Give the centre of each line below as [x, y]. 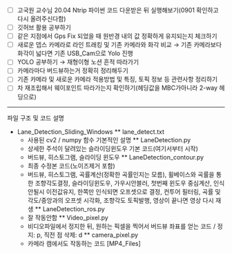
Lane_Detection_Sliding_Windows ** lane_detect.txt [90, 131]
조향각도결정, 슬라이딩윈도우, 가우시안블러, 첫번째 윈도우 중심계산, [123, 183]
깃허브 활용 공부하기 [44, 28]
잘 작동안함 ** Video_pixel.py [68, 217]
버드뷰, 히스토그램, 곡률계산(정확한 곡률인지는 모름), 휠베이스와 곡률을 [121, 174]
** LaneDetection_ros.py [70, 208]
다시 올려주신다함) [41, 19]
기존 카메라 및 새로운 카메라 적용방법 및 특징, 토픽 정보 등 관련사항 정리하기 [117, 79]
